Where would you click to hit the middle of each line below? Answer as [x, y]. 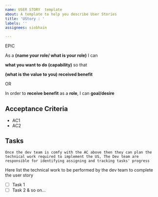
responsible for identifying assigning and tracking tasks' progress [78, 161]
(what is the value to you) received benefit [49, 74]
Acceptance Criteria [36, 109]
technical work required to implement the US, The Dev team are [72, 156]
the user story [19, 175]
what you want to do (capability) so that [46, 65]
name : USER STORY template [34, 10]
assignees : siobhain [26, 28]
